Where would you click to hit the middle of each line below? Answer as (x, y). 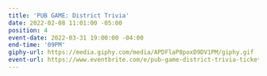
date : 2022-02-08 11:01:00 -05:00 (66, 23)
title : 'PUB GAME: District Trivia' (69, 15)
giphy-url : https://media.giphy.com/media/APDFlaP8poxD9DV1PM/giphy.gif (131, 52)
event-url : (26, 60)
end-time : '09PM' (37, 45)
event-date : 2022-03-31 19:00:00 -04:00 (76, 38)
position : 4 (28, 30)
